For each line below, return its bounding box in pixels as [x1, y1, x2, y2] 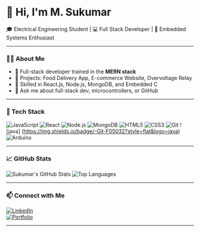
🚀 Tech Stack [6, 107, 45, 116]
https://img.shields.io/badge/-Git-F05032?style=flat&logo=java [23, 128, 179, 135]
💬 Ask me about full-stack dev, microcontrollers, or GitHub [14, 87, 159, 94]
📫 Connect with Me [6, 191, 65, 199]
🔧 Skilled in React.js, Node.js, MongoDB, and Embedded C [14, 81, 158, 88]
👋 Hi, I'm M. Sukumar [6, 5, 112, 19]
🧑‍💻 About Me [6, 54, 45, 63]
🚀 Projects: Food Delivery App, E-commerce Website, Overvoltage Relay [14, 75, 192, 82]
